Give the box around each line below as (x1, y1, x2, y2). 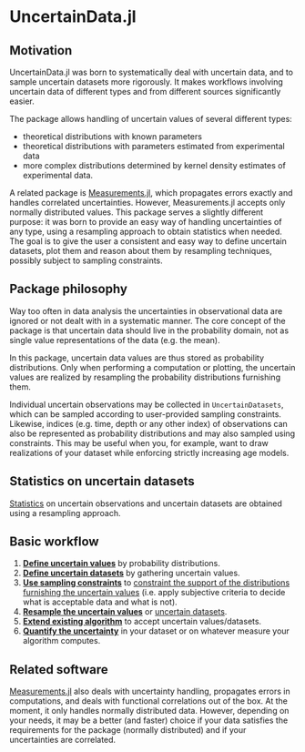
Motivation (9, 43, 73, 58)
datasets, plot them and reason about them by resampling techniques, (9, 246, 273, 256)
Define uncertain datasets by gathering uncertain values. (22, 567, 240, 579)
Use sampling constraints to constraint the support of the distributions (22, 577, 290, 588)
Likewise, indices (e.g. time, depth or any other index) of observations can (9, 418, 289, 429)
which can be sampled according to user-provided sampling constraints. (9, 408, 282, 420)
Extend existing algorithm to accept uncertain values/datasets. (22, 616, 262, 627)
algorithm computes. (22, 635, 101, 646)
